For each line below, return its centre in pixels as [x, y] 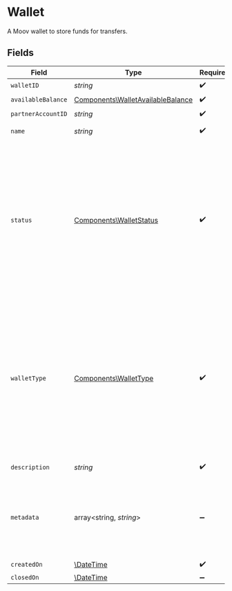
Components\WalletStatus [116, 220]
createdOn [27, 565]
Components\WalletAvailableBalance [133, 100]
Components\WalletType [114, 378]
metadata [25, 517]
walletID [25, 86]
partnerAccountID [39, 114]
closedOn [25, 577]
